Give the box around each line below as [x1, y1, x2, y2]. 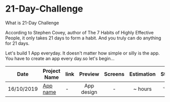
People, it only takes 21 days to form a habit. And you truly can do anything [5, 35, 161, 41]
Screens [104, 70, 125, 77]
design [80, 88, 98, 95]
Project [42, 67, 61, 74]
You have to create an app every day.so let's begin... [5, 55, 115, 61]
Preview [79, 70, 100, 77]
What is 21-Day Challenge [5, 20, 59, 26]
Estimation [129, 70, 156, 77]
